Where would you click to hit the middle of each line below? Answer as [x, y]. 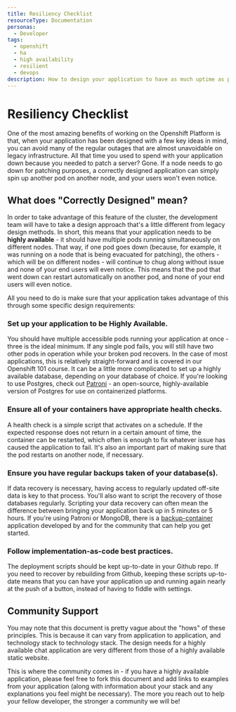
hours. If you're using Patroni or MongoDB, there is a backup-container [110, 518]
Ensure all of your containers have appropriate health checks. [115, 410]
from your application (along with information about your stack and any [110, 687]
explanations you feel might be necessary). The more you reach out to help [116, 694]
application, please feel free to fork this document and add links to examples [118, 679]
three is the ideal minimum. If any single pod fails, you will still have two [111, 347]
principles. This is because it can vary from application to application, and [114, 635]
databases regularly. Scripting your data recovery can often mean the [108, 503]
